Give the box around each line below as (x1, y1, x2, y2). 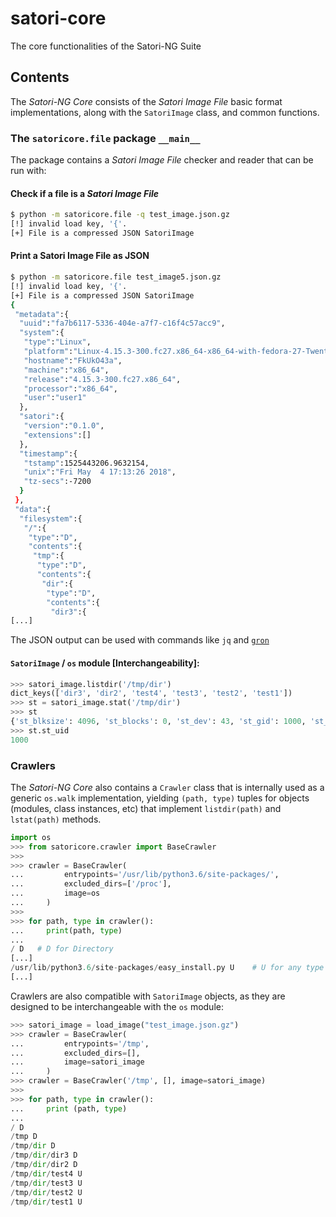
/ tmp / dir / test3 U (10, 1178, 83, 1188)
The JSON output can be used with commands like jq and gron (10, 634, 270, 646)
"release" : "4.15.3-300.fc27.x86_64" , (23, 374, 182, 384)
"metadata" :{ (14, 309, 70, 319)
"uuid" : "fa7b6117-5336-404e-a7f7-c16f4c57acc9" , (19, 318, 226, 329)
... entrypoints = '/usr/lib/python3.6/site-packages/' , (10, 870, 280, 880)
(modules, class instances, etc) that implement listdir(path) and (10, 802, 282, 814)
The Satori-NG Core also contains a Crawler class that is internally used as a (10, 781, 325, 793)
